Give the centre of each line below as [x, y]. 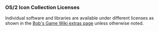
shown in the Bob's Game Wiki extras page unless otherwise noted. [75, 23]
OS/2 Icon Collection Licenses [42, 7]
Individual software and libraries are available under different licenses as [79, 18]
